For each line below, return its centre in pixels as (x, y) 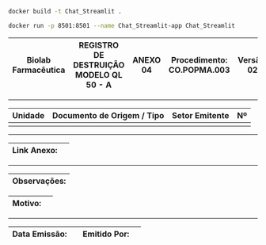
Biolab (39, 59)
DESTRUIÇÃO (99, 65)
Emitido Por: (106, 234)
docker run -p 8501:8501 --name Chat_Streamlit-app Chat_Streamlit (122, 25)
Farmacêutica (39, 70)
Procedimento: (199, 59)
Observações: (39, 181)
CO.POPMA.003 (199, 70)
